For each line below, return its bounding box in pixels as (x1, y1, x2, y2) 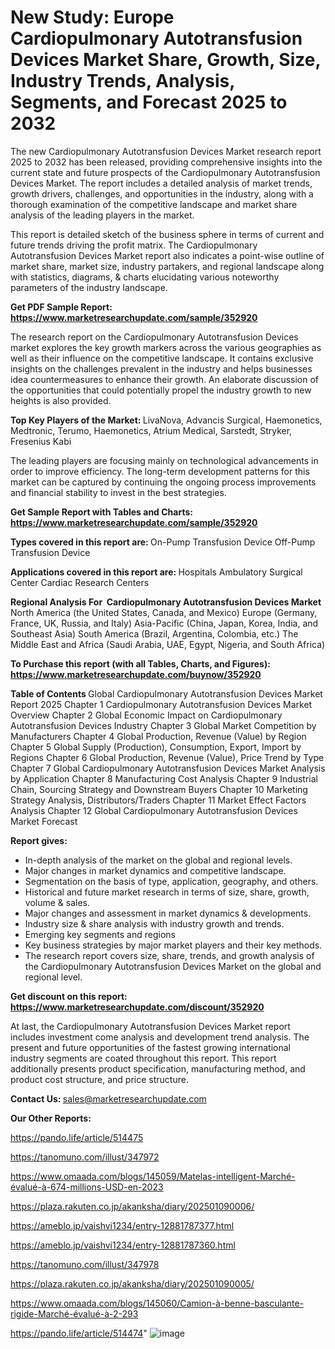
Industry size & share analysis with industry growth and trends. (24, 917, 285, 930)
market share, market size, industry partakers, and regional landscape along (10, 260, 325, 272)
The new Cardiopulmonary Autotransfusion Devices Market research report (10, 145, 322, 157)
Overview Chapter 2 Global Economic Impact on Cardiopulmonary (10, 709, 283, 721)
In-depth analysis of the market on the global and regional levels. (24, 854, 293, 866)
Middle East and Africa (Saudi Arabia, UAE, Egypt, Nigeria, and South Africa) (10, 638, 326, 650)
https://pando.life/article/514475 (10, 1131, 144, 1143)
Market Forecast (10, 815, 78, 827)
